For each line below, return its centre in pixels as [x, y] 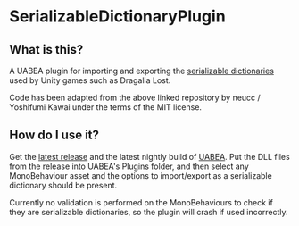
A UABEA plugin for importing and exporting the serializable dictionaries [142, 71]
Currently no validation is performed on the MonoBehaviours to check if [141, 202]
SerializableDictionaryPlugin [117, 17]
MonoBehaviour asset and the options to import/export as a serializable [141, 175]
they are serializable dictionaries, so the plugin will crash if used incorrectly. [149, 212]
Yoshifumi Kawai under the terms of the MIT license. [106, 107]
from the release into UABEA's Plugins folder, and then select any [129, 166]
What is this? [46, 50]
